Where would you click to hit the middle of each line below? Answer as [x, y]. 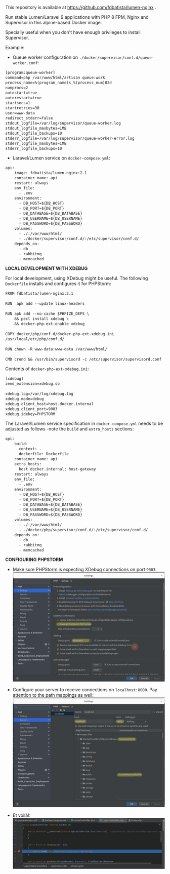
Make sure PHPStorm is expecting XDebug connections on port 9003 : [84, 569]
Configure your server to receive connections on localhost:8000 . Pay [85, 690]
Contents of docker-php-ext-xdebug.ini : [47, 369]
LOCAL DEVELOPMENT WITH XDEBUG [47, 268]
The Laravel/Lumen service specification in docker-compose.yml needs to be [84, 423]
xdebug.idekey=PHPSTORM [30, 414]
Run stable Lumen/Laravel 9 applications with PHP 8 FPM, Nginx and [77, 17]
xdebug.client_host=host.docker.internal [50, 404]
